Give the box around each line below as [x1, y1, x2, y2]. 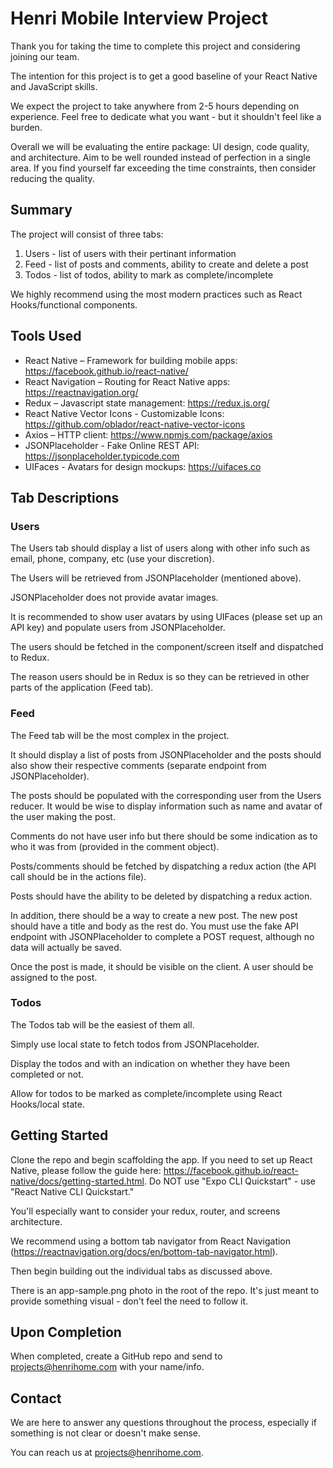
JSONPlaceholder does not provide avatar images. [10, 592, 219, 604]
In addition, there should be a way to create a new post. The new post [10, 909, 298, 921]
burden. [10, 121, 43, 133]
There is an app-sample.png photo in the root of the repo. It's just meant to [10, 1284, 320, 1296]
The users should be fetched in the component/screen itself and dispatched [10, 641, 324, 653]
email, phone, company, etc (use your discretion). [10, 553, 215, 565]
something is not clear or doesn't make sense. [10, 1427, 202, 1439]
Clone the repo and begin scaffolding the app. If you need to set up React [10, 1153, 313, 1166]
